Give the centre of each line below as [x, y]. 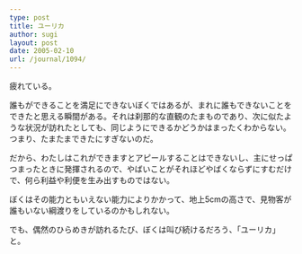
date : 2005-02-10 [42, 51]
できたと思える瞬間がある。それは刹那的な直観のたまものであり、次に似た [147, 116]
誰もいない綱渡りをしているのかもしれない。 [92, 210]
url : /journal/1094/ [48, 59]
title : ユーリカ [37, 26]
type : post [30, 18]
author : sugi [34, 34]
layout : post [34, 43]
